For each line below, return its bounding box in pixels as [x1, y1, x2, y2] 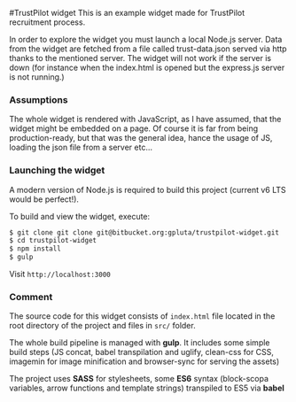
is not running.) [9, 72, 65, 82]
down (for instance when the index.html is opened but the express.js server [9, 62, 285, 73]
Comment [9, 291, 53, 304]
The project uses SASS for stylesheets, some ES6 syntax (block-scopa [9, 374, 269, 384]
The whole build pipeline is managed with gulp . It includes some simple [9, 337, 270, 348]
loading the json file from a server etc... [9, 142, 153, 153]
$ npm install [9, 244, 62, 253]
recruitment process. [9, 17, 86, 27]
